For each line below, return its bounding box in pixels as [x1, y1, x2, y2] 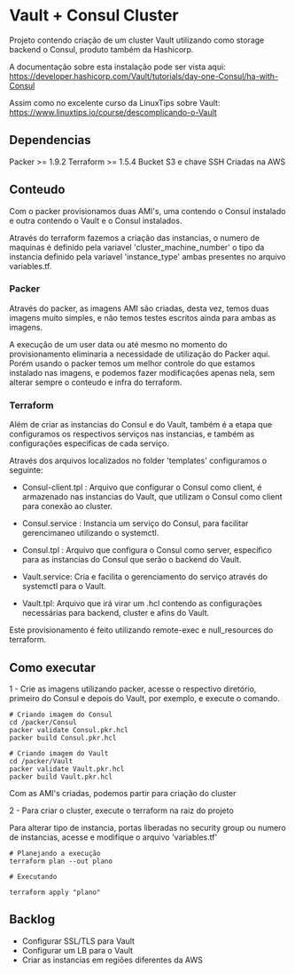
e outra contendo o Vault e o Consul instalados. [9, 215, 182, 226]
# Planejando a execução [9, 849, 101, 858]
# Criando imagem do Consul [9, 710, 113, 719]
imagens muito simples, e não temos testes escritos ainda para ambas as [9, 312, 276, 323]
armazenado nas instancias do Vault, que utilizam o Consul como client [21, 491, 283, 502]
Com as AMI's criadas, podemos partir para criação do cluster [9, 787, 237, 798]
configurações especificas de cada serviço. [9, 438, 170, 449]
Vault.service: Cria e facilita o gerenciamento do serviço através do [21, 571, 268, 582]
